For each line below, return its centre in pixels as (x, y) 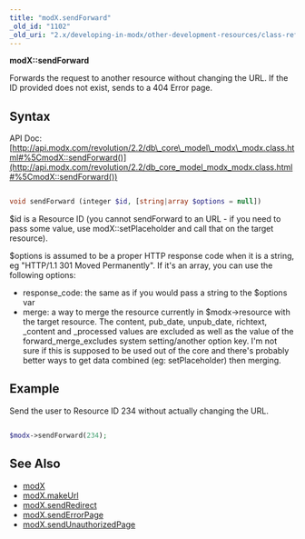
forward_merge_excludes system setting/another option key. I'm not (150, 341)
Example (34, 389)
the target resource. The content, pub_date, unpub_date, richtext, (145, 322)
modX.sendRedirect (59, 504)
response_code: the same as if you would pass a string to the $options (155, 293)
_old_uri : (28, 35)
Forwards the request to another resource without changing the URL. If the (149, 78)
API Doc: (26, 138)
